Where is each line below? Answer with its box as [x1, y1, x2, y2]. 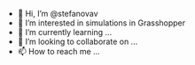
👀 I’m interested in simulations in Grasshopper [17, 18, 186, 28]
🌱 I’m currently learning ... [17, 27, 113, 37]
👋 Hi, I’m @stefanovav [17, 9, 99, 18]
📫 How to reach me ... [17, 47, 100, 56]
